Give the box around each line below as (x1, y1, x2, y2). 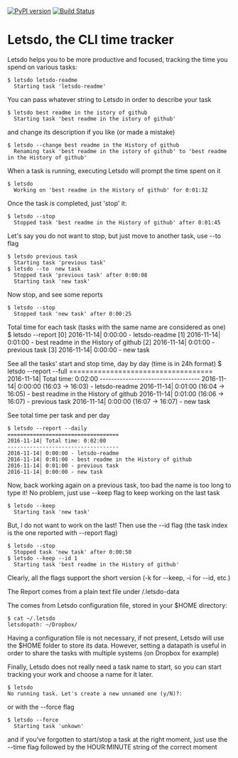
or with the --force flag (7, 702, 75, 711)
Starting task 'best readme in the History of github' (13, 561, 180, 568)
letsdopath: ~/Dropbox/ (7, 621, 78, 628)
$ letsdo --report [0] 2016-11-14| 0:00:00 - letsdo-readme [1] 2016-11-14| (7, 330, 221, 338)
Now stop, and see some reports (7, 290, 103, 298)
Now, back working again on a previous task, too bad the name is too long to (7, 481, 232, 489)
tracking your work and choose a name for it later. (7, 670, 153, 678)
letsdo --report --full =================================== (7, 367, 213, 375)
